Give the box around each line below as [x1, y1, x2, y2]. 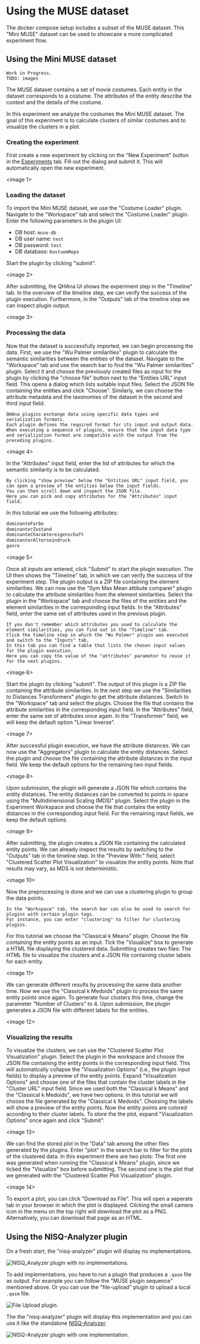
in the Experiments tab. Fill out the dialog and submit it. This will [6, 158, 163, 166]
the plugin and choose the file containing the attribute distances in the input [6, 754, 193, 762]
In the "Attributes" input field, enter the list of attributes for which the [6, 459, 175, 467]
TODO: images [6, 75, 39, 82]
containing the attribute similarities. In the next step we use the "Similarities [6, 687, 192, 694]
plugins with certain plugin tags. [6, 912, 95, 918]
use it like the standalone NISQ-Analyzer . [6, 1319, 107, 1327]
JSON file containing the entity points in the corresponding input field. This [6, 1060, 190, 1067]
